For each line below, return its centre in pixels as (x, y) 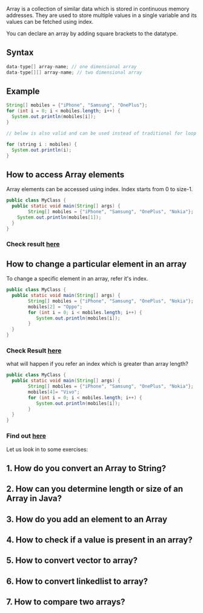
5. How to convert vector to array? (72, 560)
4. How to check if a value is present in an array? (99, 540)
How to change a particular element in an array (96, 264)
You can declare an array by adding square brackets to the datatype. (92, 33)
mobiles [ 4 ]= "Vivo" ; (54, 392)
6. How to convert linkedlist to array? (77, 581)
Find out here (26, 436)
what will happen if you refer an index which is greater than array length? (98, 364)
